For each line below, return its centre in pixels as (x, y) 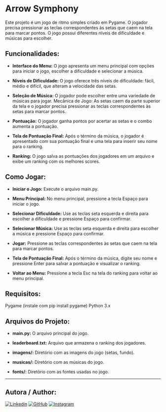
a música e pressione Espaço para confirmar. (58, 233)
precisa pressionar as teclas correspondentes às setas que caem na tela (79, 27)
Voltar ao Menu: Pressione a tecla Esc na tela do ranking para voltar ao (85, 273)
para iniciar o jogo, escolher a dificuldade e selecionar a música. (78, 71)
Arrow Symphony (42, 9)
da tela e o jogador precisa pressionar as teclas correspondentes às (82, 106)
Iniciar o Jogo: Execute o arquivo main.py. (55, 189)
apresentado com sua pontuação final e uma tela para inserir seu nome (85, 141)
